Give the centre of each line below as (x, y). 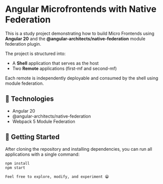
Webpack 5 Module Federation (44, 121)
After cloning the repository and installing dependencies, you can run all (79, 149)
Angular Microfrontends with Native (81, 9)
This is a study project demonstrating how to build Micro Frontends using (80, 33)
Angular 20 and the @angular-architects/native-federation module (75, 39)
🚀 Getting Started (32, 137)
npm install (17, 163)
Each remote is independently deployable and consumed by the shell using (82, 78)
